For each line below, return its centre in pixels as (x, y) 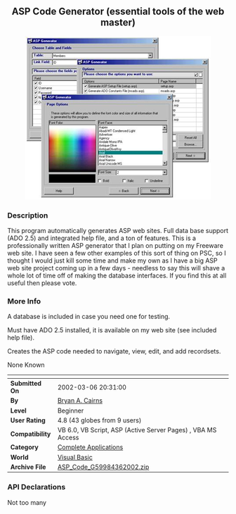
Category (24, 447)
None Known (26, 365)
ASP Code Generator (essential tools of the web (118, 12)
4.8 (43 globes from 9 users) (99, 420)
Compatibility (31, 434)
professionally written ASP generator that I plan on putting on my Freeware (115, 246)
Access (68, 438)
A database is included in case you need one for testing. (89, 317)
